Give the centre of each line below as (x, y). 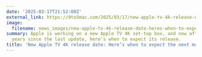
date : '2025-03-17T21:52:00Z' (44, 12)
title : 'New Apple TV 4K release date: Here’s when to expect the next (98, 45)
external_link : (25, 17)
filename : (24, 28)
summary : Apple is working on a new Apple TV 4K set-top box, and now (96, 34)
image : (14, 23)
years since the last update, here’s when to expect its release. (96, 39)
